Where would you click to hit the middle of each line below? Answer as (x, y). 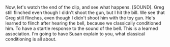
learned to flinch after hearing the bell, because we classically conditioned (83, 23)
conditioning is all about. (31, 39)
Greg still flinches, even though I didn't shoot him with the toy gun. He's (80, 18)
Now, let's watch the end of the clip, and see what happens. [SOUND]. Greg (85, 7)
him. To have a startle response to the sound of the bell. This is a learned (82, 28)
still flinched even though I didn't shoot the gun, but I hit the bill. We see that (85, 12)
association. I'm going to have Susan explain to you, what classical (75, 34)
